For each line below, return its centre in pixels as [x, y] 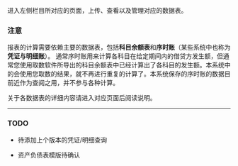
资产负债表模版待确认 [49, 155]
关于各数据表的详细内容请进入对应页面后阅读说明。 [82, 98]
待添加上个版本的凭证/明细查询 [62, 140]
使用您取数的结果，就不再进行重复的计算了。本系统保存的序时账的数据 [122, 74]
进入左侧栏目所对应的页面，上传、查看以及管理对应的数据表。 [97, 10]
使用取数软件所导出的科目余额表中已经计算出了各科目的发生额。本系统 [122, 65]
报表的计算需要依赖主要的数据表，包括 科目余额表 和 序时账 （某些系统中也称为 [119, 48]
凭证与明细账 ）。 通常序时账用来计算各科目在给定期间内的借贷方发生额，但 [115, 56]
